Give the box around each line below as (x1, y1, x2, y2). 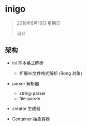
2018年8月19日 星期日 (16, 20, 60, 26)
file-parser (19, 95, 41, 101)
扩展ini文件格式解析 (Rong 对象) (19, 70, 82, 76)
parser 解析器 (12, 80, 40, 86)
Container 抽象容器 (12, 116, 50, 122)
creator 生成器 (12, 106, 41, 111)
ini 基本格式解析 (12, 60, 43, 66)
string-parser (19, 90, 46, 96)
